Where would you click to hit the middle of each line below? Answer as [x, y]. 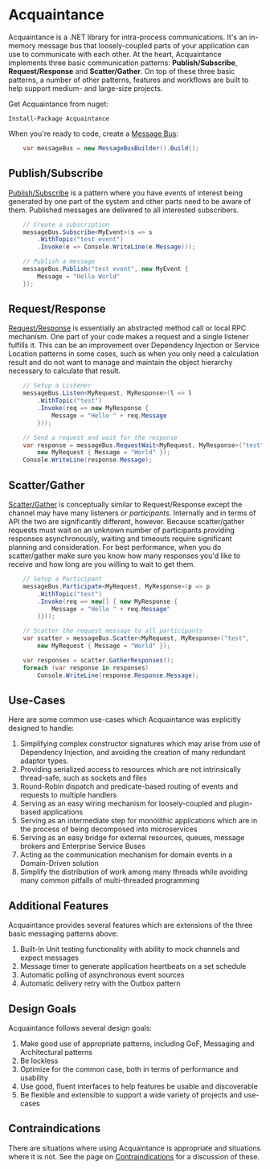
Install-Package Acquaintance [59, 118]
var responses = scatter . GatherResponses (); [98, 660]
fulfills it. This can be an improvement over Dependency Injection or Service [134, 345]
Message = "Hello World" [79, 276]
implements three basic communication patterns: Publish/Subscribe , [123, 63]
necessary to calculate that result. [65, 371]
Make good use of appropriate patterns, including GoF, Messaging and [137, 1044]
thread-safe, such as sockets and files [83, 778]
